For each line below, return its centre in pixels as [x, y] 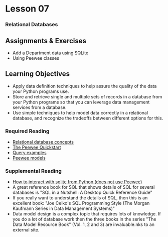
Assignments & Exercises [46, 41]
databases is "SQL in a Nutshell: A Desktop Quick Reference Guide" [82, 193]
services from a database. [39, 107]
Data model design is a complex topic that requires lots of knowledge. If [87, 214]
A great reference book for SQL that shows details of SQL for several [83, 187]
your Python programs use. [41, 91]
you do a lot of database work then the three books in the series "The [84, 219]
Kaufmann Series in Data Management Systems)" [64, 208]
